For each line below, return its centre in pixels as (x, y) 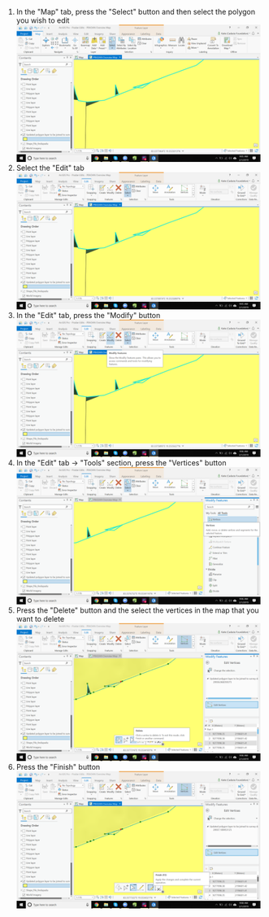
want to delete (40, 619)
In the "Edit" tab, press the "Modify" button (88, 316)
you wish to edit (43, 20)
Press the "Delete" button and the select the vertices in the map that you (137, 610)
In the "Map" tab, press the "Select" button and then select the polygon (136, 12)
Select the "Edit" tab (50, 168)
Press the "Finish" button (58, 766)
